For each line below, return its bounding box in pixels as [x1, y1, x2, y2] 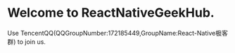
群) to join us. [7, 37, 46, 46]
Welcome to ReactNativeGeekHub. [7, 5, 215, 21]
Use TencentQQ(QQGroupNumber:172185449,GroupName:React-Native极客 [7, 29, 229, 37]
